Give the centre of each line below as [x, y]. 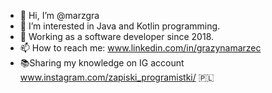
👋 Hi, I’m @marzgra [59, 15]
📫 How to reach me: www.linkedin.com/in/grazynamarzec [140, 48]
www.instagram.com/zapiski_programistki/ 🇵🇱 [117, 77]
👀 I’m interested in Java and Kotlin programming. [120, 26]
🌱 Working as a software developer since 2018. [117, 36]
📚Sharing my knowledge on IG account [102, 63]
